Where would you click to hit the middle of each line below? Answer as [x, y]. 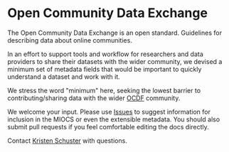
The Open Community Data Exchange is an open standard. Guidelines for [115, 33]
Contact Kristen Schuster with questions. [68, 141]
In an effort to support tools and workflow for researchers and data [106, 54]
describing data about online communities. [70, 40]
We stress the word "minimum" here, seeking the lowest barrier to [104, 90]
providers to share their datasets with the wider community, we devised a [115, 61]
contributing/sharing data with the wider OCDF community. [94, 98]
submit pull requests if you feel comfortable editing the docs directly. [108, 126]
